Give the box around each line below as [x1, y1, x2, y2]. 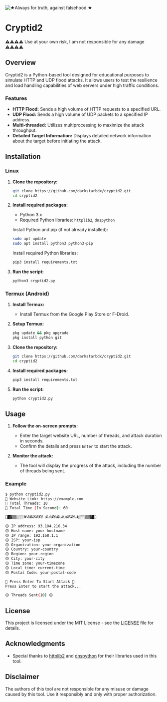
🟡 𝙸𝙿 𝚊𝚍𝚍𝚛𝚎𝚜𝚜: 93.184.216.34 [5, 524, 67, 529]
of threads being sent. [19, 468, 66, 474]
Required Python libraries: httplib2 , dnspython [19, 217, 115, 223]
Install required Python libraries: [12, 250, 78, 256]
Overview [5, 58, 36, 67]
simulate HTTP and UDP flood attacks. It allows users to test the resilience [5, 77, 158, 83]
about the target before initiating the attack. [12, 138, 102, 144]
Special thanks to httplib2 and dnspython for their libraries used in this [12, 653, 157, 659]
